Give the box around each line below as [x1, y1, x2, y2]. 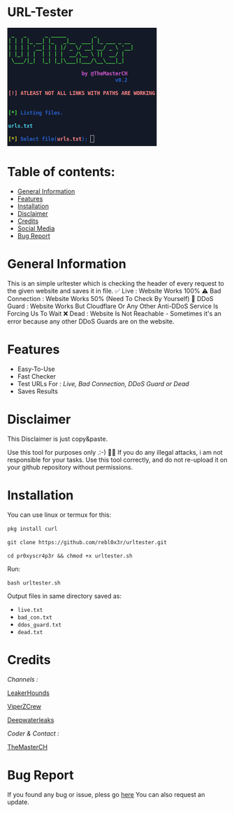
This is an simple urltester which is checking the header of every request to [7, 279, 225, 287]
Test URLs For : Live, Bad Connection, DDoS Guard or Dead [17, 379, 190, 388]
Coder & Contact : [7, 729, 59, 738]
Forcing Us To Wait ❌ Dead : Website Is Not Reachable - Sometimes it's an [7, 309, 221, 318]
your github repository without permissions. [7, 462, 133, 471]
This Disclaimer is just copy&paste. [7, 434, 108, 443]
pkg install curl [7, 525, 58, 532]
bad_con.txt [17, 614, 52, 621]
